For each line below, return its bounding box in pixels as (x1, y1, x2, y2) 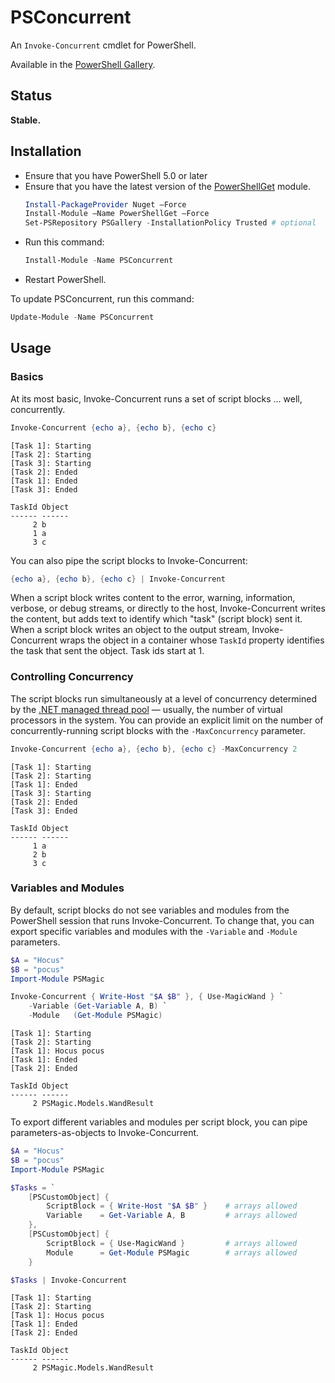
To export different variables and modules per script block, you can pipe (10, 1116, 308, 1128)
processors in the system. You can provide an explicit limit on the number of (10, 714, 324, 726)
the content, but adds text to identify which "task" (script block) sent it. (10, 613, 303, 625)
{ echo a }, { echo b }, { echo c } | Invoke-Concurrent (10, 574, 226, 584)
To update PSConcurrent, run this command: (10, 293, 195, 305)
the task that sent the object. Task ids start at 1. (10, 645, 205, 657)
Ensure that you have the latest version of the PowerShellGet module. (24, 180, 312, 192)
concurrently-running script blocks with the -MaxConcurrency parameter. (10, 724, 306, 736)
